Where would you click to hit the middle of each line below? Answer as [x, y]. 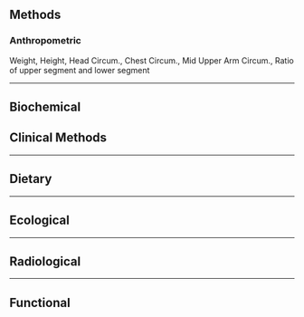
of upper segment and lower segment [80, 70]
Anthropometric [45, 41]
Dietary [31, 179]
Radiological [45, 261]
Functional [40, 303]
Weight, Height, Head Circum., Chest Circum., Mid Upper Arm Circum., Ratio [152, 60]
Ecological [39, 221]
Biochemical [45, 107]
